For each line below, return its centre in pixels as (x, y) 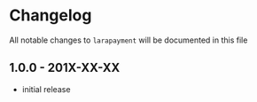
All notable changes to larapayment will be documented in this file (128, 40)
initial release (46, 89)
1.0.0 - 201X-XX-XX (65, 68)
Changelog (51, 16)
